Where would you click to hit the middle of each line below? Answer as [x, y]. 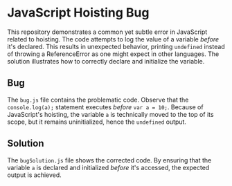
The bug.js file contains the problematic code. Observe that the [98, 100]
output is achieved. [35, 175]
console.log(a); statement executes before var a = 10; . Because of [105, 107]
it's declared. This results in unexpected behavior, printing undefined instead [116, 46]
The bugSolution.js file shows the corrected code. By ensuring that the [109, 160]
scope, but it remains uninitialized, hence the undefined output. [97, 122]
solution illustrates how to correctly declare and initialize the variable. [106, 61]
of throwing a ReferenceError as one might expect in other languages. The [113, 54]
